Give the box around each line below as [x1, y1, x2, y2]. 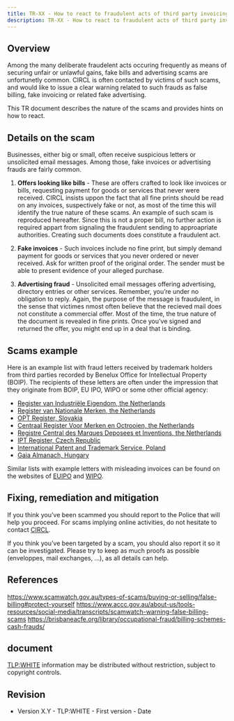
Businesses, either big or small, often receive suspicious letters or [7, 151, 196, 159]
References [7, 574, 58, 586]
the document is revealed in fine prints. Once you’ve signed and [17, 317, 201, 325]
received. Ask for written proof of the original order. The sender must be [17, 259, 225, 267]
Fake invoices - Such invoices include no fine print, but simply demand [17, 244, 222, 253]
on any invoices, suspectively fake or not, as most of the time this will [17, 201, 217, 209]
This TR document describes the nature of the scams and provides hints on [7, 104, 224, 112]
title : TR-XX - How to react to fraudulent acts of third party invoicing [7, 10, 229, 17]
